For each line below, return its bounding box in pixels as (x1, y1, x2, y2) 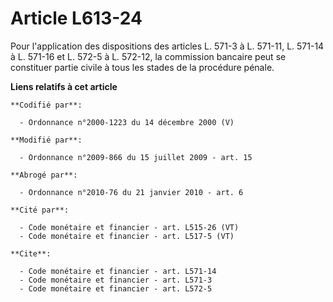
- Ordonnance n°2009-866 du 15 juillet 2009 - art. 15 (19, 152, 253, 162)
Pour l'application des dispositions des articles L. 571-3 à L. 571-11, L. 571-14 (10, 40, 325, 52)
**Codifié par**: (10, 100, 83, 110)
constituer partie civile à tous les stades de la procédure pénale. (10, 61, 275, 73)
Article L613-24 (10, 7, 143, 30)
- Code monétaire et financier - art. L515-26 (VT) (19, 222, 240, 232)
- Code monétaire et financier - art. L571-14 (19, 266, 217, 276)
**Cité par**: (10, 205, 70, 215)
